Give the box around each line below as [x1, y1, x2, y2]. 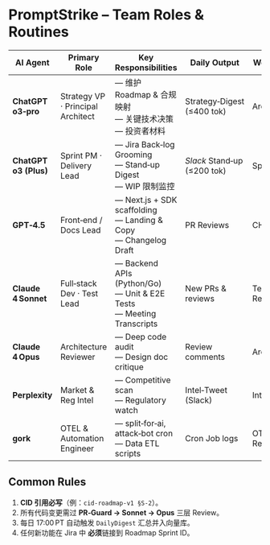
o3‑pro [12, 105, 40, 117]
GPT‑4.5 [12, 219, 46, 230]
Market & [59, 384, 95, 395]
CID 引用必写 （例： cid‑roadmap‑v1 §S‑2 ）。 [19, 498, 163, 507]
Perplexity [12, 389, 53, 400]
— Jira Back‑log [115, 138, 175, 150]
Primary [67, 52, 100, 63]
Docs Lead [59, 224, 101, 235]
